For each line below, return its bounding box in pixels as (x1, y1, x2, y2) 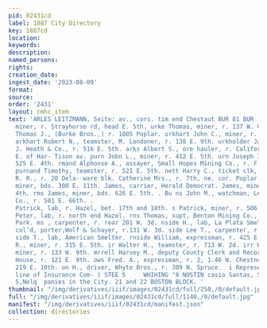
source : (8, 93, 34, 101)
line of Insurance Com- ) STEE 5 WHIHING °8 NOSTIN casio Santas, (15, 271, 254, 279)
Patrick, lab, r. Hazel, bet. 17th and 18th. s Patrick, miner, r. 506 (15, 204, 258, 212)
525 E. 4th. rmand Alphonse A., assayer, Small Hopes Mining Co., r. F (15, 160, 258, 168)
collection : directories (8, 307, 91, 315)
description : (8, 49, 52, 57)
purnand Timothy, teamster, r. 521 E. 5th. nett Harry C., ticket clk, (15, 167, 258, 175)
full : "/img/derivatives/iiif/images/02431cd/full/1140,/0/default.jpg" (8, 293, 254, 301)
